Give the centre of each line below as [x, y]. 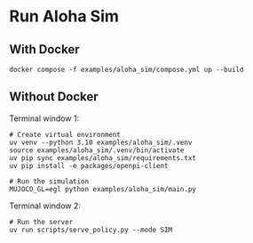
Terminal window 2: [45, 206]
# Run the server [41, 222]
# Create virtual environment [65, 134]
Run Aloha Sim [64, 16]
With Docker [44, 49]
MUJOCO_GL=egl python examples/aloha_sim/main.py [103, 189]
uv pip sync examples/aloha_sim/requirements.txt [103, 158]
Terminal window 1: [44, 118]
